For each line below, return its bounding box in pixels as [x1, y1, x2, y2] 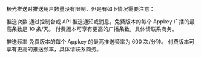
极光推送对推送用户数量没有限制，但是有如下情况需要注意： [6, 5, 155, 12]
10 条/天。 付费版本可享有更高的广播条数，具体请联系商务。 [28, 26, 177, 32]
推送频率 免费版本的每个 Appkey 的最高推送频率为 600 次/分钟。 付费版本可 [6, 38, 195, 45]
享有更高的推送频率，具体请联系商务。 [6, 45, 102, 53]
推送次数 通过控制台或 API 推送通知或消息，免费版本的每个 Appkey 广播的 [6, 18, 189, 25]
